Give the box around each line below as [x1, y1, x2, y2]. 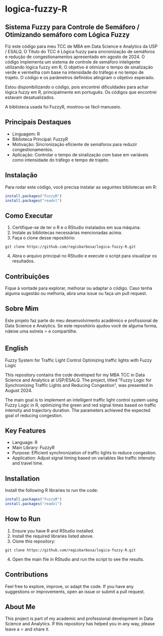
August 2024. [5, 387, 33, 393]
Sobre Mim [5, 304, 39, 313]
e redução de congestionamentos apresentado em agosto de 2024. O [5, 54, 145, 60]
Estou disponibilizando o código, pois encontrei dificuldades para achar [5, 84, 149, 90]
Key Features [5, 426, 46, 435]
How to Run [5, 515, 41, 523]
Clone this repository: [12, 538, 55, 544]
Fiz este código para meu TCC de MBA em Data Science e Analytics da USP [5, 43, 158, 49]
